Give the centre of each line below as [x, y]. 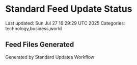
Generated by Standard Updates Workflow [50, 57]
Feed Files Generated [40, 45]
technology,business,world [34, 28]
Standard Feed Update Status [69, 9]
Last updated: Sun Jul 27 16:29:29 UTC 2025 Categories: [65, 23]
